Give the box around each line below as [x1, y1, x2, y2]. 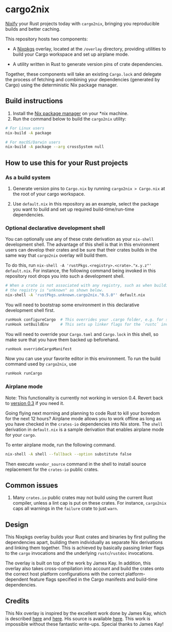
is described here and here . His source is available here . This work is [5, 615, 150, 622]
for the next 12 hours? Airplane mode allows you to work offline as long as [5, 415, 161, 421]
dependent [5, 576, 29, 582]
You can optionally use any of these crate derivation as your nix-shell [5, 236, 154, 242]
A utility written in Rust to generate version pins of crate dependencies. [12, 61, 163, 67]
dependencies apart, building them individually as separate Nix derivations [5, 539, 163, 546]
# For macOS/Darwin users [5, 140, 60, 145]
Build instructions [5, 97, 63, 105]
